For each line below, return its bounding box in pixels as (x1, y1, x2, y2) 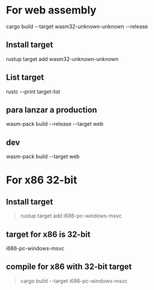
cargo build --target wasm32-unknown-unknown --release (6, 23, 148, 30)
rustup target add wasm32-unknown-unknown (6, 55, 118, 62)
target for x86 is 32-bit (6, 229, 90, 239)
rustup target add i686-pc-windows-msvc (20, 212, 123, 220)
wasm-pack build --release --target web (6, 121, 104, 128)
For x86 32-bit (6, 173, 78, 187)
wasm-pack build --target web (6, 153, 80, 160)
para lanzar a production (6, 105, 97, 115)
